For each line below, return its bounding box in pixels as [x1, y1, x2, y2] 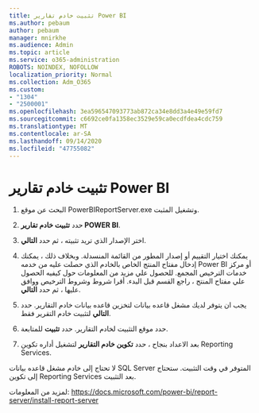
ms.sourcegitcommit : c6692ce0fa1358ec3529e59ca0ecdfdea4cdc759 [9, 115, 223, 123]
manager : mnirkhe [9, 33, 67, 42]
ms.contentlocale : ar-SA [9, 129, 91, 137]
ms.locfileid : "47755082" [9, 145, 95, 152]
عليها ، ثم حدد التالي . [20, 285, 82, 295]
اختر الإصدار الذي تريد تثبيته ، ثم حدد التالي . [20, 236, 146, 245]
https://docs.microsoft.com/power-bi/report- [71, 387, 218, 397]
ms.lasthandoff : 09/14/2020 [9, 137, 102, 145]
